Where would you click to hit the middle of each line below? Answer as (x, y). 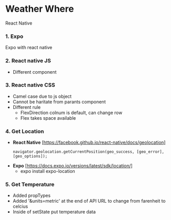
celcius (20, 206)
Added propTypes (31, 195)
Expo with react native (29, 48)
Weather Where (40, 9)
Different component (35, 72)
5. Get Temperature (30, 185)
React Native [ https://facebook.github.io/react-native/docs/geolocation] (89, 142)
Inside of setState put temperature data (54, 212)
